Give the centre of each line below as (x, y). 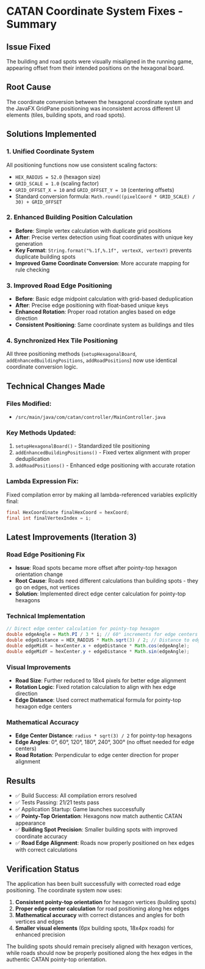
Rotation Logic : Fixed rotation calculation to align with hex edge (95, 687)
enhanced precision (40, 934)
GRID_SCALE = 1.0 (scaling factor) (57, 183)
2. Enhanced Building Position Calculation (70, 217)
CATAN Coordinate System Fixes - (95, 11)
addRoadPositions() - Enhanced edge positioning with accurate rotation (105, 465)
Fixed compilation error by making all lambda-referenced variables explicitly (102, 495)
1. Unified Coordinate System (50, 152)
